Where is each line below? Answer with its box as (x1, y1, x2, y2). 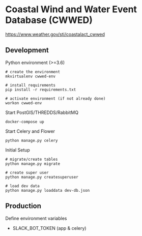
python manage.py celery (5, 138, 58, 143)
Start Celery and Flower (5, 128, 55, 134)
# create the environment (5, 69, 60, 74)
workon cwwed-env (5, 100, 42, 105)
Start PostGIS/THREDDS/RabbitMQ (5, 109, 79, 115)
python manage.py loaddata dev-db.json (5, 188, 90, 193)
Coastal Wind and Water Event (5, 4, 137, 15)
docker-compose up (5, 119, 44, 124)
